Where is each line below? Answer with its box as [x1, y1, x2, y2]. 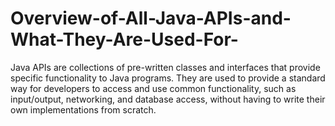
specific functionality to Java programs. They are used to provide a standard [10, 72, 326, 84]
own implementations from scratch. [10, 103, 157, 116]
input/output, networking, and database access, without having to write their [10, 93, 326, 105]
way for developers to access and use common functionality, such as [10, 82, 297, 94]
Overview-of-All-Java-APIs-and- [10, 7, 292, 30]
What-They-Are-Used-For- [10, 28, 239, 51]
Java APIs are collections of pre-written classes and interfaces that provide [10, 61, 321, 73]
